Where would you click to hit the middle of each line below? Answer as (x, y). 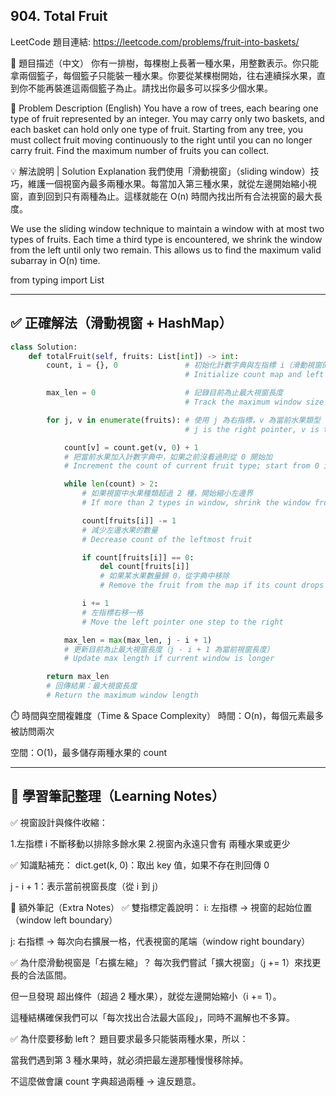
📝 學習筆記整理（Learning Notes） (117, 796)
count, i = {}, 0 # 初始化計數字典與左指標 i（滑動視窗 (184, 365)
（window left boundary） (64, 920)
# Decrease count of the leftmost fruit (167, 539)
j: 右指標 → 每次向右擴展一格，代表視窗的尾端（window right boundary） (160, 941)
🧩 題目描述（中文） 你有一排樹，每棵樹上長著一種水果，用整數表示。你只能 (165, 63)
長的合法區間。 (41, 975)
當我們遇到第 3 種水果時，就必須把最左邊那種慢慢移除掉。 (129, 1060)
